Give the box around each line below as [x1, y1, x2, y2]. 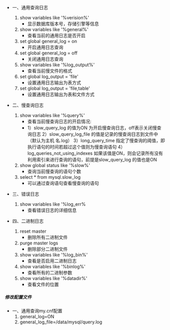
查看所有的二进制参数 [27, 269, 72, 276]
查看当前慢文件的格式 [27, 68, 72, 74]
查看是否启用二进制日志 [27, 258, 77, 264]
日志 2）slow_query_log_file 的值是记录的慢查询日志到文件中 [32, 131, 158, 137]
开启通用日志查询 [27, 44, 64, 50]
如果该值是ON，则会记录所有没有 [93, 150, 163, 156]
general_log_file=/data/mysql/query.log [19, 319, 102, 325]
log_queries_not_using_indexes [27, 150, 93, 156]
